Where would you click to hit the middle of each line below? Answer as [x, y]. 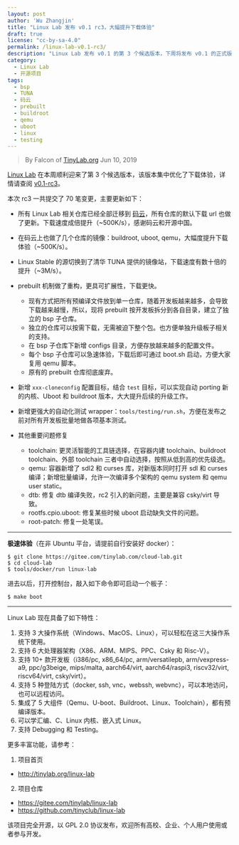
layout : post [27, 14]
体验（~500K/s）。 [44, 247]
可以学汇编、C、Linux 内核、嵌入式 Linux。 [81, 720]
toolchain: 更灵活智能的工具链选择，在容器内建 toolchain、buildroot [127, 451]
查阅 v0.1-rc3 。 [42, 184]
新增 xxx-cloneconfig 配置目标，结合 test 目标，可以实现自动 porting [119, 387]
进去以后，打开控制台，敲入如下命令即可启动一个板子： [88, 584]
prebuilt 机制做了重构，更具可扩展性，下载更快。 [89, 286]
